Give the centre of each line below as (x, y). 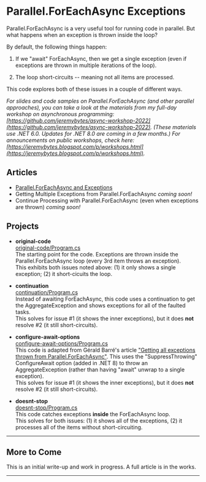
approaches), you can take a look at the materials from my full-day (92, 107)
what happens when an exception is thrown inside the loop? (82, 34)
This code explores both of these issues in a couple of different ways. (94, 89)
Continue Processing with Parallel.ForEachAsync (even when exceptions (107, 200)
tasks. (23, 312)
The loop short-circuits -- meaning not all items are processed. (95, 77)
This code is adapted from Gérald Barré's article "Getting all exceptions (105, 350)
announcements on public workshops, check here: (71, 140)
